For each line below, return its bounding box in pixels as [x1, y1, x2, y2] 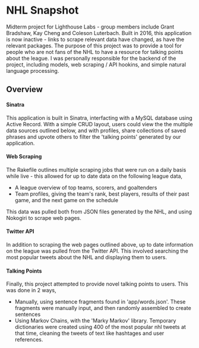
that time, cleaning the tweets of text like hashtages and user [14, 330, 165, 337]
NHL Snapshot [6, 4, 79, 17]
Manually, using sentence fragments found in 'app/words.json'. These [14, 298, 186, 305]
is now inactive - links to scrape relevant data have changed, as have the [6, 36, 185, 43]
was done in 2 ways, [6, 287, 56, 294]
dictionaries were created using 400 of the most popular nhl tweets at [14, 324, 186, 331]
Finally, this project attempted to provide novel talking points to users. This [6, 280, 188, 288]
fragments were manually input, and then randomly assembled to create [14, 305, 191, 312]
